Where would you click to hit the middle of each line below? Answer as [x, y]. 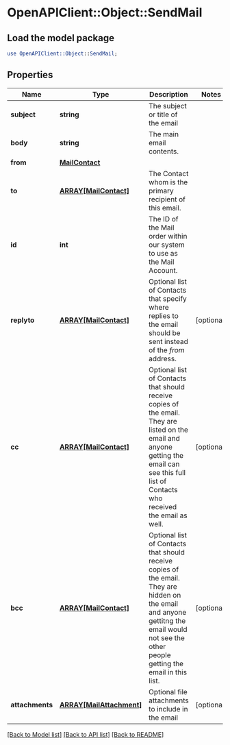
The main [164, 134]
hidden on [165, 595]
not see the [166, 637]
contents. [164, 151]
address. [162, 358]
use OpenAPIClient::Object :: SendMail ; [62, 53]
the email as [168, 515]
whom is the [168, 182]
